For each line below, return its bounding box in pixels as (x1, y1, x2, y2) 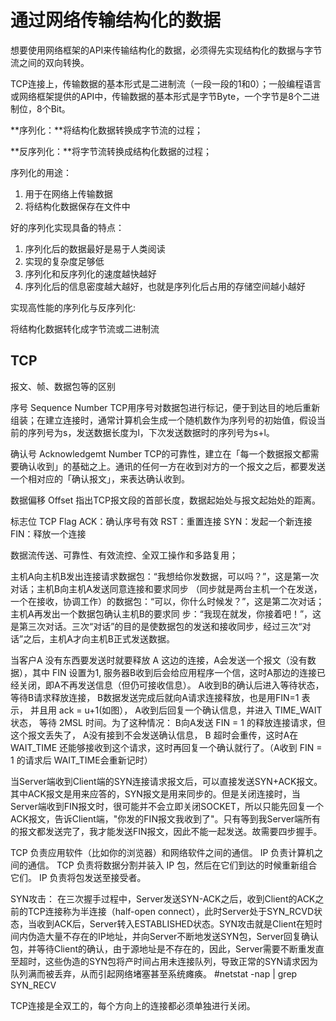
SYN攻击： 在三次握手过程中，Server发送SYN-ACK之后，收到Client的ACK (10, 892, 316, 905)
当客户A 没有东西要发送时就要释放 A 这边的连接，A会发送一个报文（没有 (10, 654, 308, 666)
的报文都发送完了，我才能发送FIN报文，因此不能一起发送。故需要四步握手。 (10, 825, 323, 837)
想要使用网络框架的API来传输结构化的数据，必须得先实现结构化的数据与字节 (10, 44, 323, 56)
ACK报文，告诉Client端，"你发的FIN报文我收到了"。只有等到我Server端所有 (10, 812, 322, 825)
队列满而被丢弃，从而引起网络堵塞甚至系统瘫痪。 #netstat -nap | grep (10, 967, 298, 980)
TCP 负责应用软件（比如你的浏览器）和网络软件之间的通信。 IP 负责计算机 (10, 846, 315, 858)
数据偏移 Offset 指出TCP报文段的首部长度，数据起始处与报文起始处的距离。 (10, 494, 322, 506)
